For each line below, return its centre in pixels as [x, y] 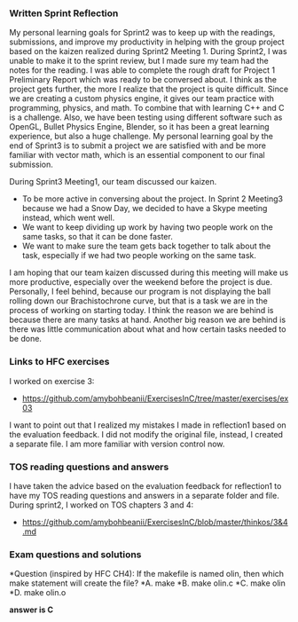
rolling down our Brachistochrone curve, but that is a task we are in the [138, 301]
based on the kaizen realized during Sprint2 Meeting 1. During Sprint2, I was [148, 51]
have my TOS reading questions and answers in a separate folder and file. [144, 495]
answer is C [31, 610]
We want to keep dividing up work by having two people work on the [147, 227]
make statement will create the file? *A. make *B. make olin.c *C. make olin [148, 583]
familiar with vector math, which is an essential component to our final [137, 155]
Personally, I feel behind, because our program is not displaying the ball [140, 292]
